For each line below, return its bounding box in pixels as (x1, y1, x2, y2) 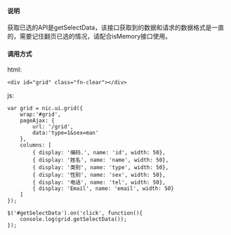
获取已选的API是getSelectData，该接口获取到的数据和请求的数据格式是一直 (7, 23, 225, 32)
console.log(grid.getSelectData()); (20, 216, 128, 223)
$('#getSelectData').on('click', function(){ (7, 210, 143, 217)
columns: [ (20, 142, 52, 149)
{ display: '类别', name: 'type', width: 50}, (32, 164, 169, 171)
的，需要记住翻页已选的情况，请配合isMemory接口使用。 (7, 32, 172, 41)
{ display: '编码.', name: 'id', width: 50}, (32, 149, 166, 156)
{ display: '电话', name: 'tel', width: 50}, (32, 179, 166, 186)
